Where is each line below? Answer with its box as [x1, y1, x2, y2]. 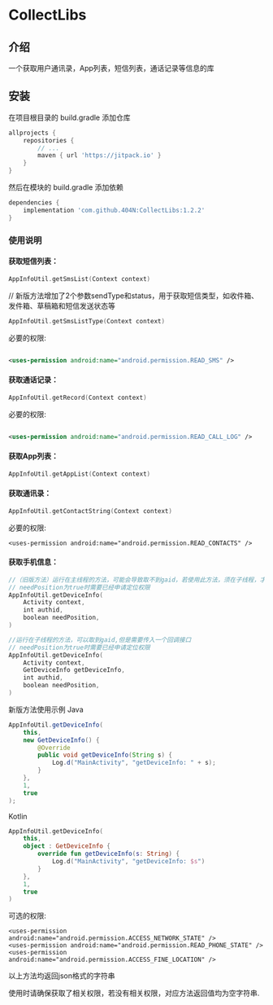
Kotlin [8, 811, 28, 821]
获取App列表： [8, 450, 59, 461]
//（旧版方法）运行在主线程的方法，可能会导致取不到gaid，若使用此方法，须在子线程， [8, 576, 260, 584]
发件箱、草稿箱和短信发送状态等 [8, 301, 115, 310]
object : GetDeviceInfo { [23, 842, 111, 850]
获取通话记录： [8, 375, 58, 384]
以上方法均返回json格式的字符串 [8, 971, 115, 981]
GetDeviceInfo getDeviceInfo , [23, 666, 126, 674]
